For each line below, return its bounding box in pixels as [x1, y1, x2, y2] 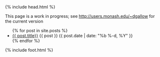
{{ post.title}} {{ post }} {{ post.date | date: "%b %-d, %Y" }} [12, 33, 133, 38]
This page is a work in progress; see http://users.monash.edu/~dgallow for [5, 13, 155, 19]
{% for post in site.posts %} [12, 28, 68, 33]
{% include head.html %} [5, 4, 55, 10]
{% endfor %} [12, 38, 40, 44]
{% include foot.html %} [5, 47, 53, 53]
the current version [5, 19, 44, 24]
